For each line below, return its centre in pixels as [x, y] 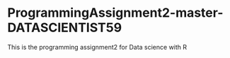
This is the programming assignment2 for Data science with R [97, 47]
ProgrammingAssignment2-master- [115, 13]
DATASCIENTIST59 [65, 28]
